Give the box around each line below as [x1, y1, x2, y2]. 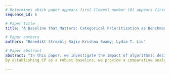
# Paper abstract [5, 48, 42, 53]
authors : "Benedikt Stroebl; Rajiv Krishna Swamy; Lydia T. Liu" [5, 39, 146, 44]
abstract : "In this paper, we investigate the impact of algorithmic [5, 53, 155, 58]
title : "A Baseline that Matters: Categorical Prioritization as [5, 25, 146, 30]
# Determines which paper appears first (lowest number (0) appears [5, 7, 153, 12]
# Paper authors [5, 34, 39, 40]
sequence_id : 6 [5, 12, 37, 17]
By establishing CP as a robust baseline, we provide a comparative [5, 57, 153, 62]
